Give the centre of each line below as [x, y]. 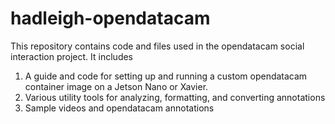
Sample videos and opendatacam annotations [119, 108]
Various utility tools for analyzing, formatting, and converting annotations [175, 97]
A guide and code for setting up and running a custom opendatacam [166, 76]
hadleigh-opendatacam [110, 18]
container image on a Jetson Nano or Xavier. [116, 86]
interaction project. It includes [72, 56]
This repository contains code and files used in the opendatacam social [157, 46]
